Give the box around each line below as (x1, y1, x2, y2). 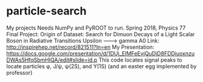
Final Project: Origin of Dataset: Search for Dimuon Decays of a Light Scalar (6, 30, 195, 37)
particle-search (6, 4, 87, 18)
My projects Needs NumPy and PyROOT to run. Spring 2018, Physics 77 (6, 24, 186, 31)
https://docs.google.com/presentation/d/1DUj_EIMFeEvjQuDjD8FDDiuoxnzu (6, 49, 195, 57)
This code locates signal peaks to (98, 56, 182, 63)
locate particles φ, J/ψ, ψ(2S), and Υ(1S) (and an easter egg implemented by (6, 62, 197, 70)
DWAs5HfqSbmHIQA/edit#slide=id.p (6, 56, 98, 63)
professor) (6, 69, 33, 76)
